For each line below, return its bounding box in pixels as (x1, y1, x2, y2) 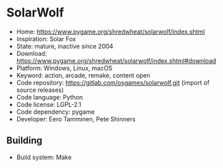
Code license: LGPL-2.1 (16, 100, 81, 108)
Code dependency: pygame (16, 108, 95, 116)
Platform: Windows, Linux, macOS (16, 64, 113, 72)
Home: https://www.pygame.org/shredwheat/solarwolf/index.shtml (16, 27, 205, 36)
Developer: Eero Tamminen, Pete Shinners (16, 115, 136, 123)
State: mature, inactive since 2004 (16, 42, 114, 50)
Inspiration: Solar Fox (16, 34, 77, 43)
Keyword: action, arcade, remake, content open (16, 71, 150, 80)
